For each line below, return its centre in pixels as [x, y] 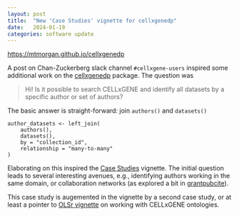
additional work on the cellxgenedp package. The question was [101, 76]
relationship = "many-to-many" [67, 149]
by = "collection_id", [54, 143]
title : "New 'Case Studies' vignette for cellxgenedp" [92, 21]
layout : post [27, 14]
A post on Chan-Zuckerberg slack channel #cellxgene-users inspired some [118, 68]
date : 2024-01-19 [36, 27]
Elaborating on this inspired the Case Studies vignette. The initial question [116, 168]
